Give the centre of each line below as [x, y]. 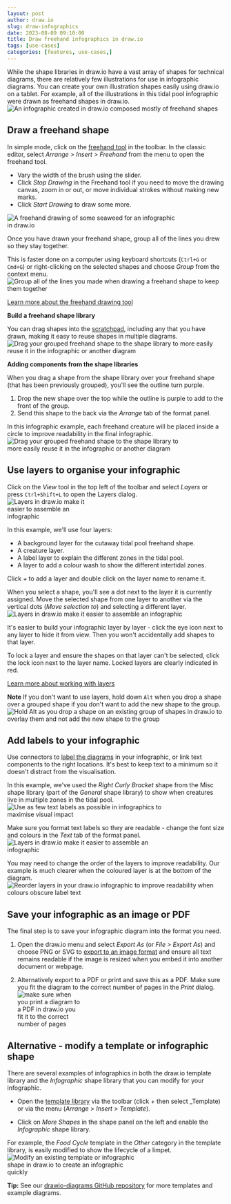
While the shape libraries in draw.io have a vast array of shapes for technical [115, 72]
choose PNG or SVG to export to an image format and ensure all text [114, 952]
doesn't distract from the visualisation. [62, 772]
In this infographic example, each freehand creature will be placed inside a [113, 426]
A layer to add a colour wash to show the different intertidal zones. [112, 565]
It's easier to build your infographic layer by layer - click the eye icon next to [115, 627]
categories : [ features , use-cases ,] [60, 53]
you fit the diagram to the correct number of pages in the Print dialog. [116, 987]
